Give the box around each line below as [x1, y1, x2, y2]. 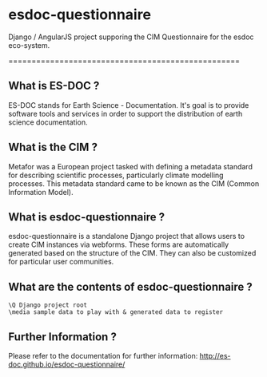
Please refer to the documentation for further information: [8, 351, 198, 360]
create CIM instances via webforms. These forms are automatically [8, 240, 229, 249]
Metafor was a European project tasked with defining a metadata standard [8, 161, 253, 171]
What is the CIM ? [8, 141, 98, 154]
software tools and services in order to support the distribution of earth [8, 109, 243, 118]
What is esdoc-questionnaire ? [8, 210, 165, 224]
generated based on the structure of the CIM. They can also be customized [8, 248, 257, 258]
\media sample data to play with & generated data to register [8, 308, 224, 316]
